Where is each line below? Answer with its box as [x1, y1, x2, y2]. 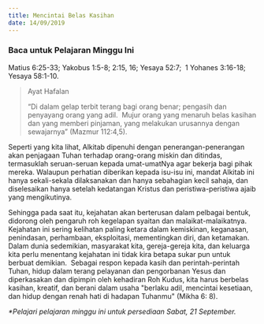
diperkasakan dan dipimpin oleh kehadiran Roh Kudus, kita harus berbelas [8, 274, 249, 284]
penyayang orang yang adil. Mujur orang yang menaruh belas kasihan [27, 110, 257, 119]
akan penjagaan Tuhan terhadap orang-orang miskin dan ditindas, [8, 151, 223, 160]
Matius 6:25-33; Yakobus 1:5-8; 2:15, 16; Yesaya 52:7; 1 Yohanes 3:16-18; [8, 62, 246, 72]
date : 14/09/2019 [8, 19, 65, 27]
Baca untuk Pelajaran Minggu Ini [8, 45, 135, 56]
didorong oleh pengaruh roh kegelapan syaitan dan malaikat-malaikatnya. [8, 216, 247, 225]
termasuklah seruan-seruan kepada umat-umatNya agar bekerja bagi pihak [8, 158, 253, 168]
